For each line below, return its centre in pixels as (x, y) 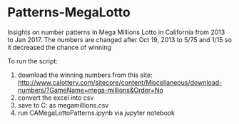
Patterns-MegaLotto (69, 12)
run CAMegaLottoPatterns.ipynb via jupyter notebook (96, 113)
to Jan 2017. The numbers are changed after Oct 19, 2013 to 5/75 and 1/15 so (119, 39)
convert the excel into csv (56, 98)
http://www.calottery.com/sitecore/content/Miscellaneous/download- (120, 82)
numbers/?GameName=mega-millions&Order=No (91, 90)
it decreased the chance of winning (60, 47)
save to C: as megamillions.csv (63, 105)
